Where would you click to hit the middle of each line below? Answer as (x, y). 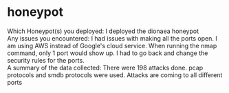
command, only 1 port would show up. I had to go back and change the (108, 53)
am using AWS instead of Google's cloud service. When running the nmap (112, 45)
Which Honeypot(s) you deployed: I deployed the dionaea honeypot (103, 31)
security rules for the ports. (46, 60)
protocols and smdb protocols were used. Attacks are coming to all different (115, 75)
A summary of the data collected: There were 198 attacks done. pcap (105, 68)
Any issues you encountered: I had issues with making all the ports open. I (112, 38)
